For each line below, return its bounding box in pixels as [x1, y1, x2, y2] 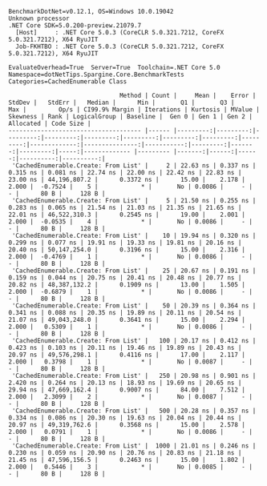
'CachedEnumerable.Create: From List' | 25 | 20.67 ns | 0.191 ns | [11, 267, 257, 275]
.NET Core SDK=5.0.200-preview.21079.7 [8, 22, 142, 30]
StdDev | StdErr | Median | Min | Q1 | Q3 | [8, 98, 235, 106]
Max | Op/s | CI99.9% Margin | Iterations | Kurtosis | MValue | [8, 106, 261, 114]
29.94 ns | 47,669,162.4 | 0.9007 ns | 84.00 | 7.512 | [8, 386, 246, 394]
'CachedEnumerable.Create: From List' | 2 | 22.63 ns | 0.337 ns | [11, 162, 257, 170]
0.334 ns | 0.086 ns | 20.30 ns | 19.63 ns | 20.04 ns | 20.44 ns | [8, 414, 242, 422]
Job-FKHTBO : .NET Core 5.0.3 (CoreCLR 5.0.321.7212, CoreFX [15, 42, 225, 50]
